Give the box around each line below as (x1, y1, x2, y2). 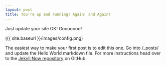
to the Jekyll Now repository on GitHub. (5, 55, 87, 61)
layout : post (5, 7, 33, 12)
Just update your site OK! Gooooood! (5, 25, 82, 31)
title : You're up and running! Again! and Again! (5, 12, 111, 17)
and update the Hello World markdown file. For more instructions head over (5, 50, 161, 56)
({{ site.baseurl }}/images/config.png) (5, 35, 83, 41)
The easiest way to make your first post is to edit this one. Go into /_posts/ (5, 45, 159, 51)
